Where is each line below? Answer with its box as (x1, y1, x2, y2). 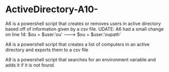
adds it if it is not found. (5, 62, 55, 68)
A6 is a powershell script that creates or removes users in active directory (5, 20, 161, 27)
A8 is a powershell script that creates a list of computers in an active (5, 41, 150, 47)
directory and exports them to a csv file (5, 46, 89, 53)
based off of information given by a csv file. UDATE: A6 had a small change (5, 26, 164, 32)
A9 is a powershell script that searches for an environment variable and (5, 56, 156, 62)
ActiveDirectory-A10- (5, 4, 98, 15)
